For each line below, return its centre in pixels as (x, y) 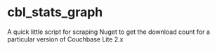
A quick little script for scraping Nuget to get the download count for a (109, 32)
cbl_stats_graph (55, 12)
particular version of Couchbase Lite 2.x (65, 39)
